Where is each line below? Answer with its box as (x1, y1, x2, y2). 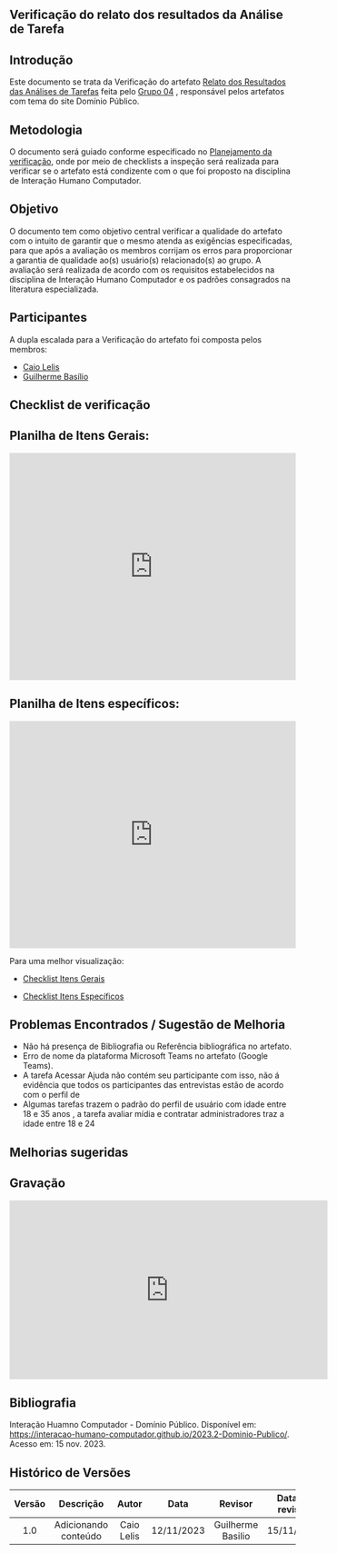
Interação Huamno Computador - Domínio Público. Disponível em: (9, 1420, 257, 1430)
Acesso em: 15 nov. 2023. (9, 1439, 106, 1449)
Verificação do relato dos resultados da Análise (9, 7, 283, 23)
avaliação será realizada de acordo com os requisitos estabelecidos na (9, 264, 275, 275)
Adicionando (54, 1519, 109, 1531)
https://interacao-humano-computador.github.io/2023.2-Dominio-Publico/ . (9, 1429, 290, 1439)
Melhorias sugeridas (9, 1144, 129, 1160)
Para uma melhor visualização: (9, 955, 124, 966)
